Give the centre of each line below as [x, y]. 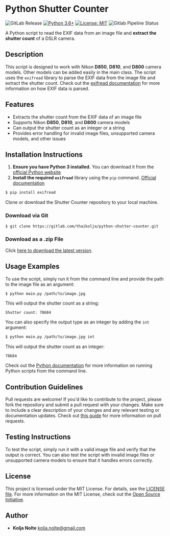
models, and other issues [39, 138]
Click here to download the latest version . [49, 250]
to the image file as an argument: [40, 284]
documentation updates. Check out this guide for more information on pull [83, 416]
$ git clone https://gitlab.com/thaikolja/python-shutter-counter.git [82, 226]
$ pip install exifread [31, 193]
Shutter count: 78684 [28, 313]
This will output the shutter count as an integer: [55, 347]
